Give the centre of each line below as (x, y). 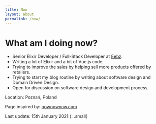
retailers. (21, 72)
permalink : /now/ (23, 19)
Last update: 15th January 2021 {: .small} (46, 116)
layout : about (20, 14)
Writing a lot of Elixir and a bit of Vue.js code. (58, 62)
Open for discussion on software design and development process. (80, 88)
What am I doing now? (51, 43)
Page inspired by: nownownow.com (41, 107)
